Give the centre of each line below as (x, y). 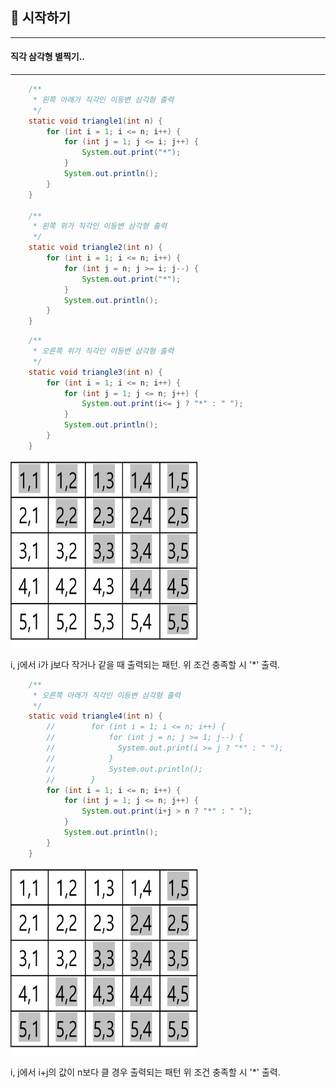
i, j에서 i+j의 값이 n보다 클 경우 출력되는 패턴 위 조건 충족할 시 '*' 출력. (145, 1072)
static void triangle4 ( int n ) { (95, 716)
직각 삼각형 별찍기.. (48, 57)
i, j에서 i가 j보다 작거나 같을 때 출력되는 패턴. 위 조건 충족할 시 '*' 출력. (145, 664)
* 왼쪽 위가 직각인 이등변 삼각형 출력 (100, 226)
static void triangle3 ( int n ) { (95, 372)
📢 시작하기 (41, 18)
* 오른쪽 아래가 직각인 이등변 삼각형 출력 (107, 695)
